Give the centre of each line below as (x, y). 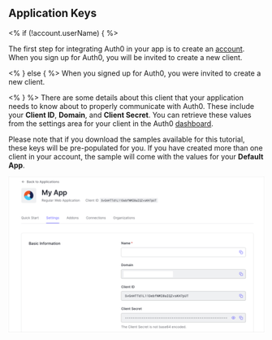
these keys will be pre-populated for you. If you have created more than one (136, 148)
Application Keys (53, 13)
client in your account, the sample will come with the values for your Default (136, 156)
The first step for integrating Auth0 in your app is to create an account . (127, 49)
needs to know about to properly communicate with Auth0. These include (131, 106)
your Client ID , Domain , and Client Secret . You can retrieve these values (130, 115)
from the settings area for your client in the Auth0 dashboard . (111, 123)
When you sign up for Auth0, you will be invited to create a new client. (125, 57)
